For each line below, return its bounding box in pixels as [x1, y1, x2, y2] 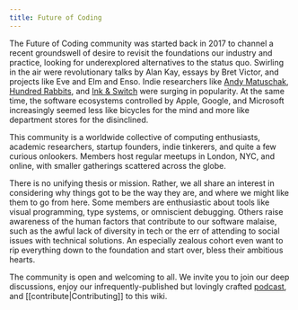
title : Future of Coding [9, 13, 102, 22]
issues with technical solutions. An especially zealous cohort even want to [9, 235, 284, 245]
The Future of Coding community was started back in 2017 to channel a [9, 38, 274, 49]
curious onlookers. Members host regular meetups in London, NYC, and [9, 150, 276, 162]
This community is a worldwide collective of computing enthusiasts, [9, 131, 260, 142]
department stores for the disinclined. [9, 114, 149, 125]
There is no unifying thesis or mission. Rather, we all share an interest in [9, 177, 276, 189]
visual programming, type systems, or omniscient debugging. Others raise [9, 206, 284, 217]
